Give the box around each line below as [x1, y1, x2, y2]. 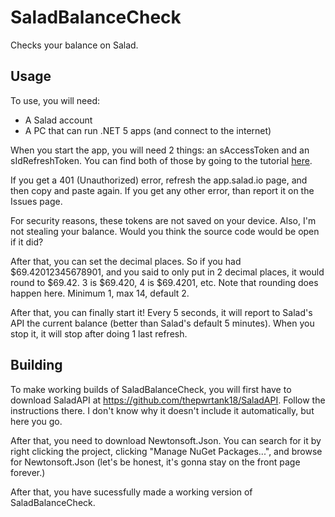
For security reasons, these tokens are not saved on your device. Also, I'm [10, 214, 317, 226]
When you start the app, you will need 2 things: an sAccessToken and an [10, 144, 310, 156]
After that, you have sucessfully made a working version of [10, 486, 253, 498]
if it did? [10, 236, 44, 248]
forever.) [10, 466, 46, 478]
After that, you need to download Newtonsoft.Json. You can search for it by [10, 434, 322, 446]
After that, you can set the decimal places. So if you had [10, 255, 242, 267]
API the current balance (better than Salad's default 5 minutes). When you [10, 317, 315, 329]
